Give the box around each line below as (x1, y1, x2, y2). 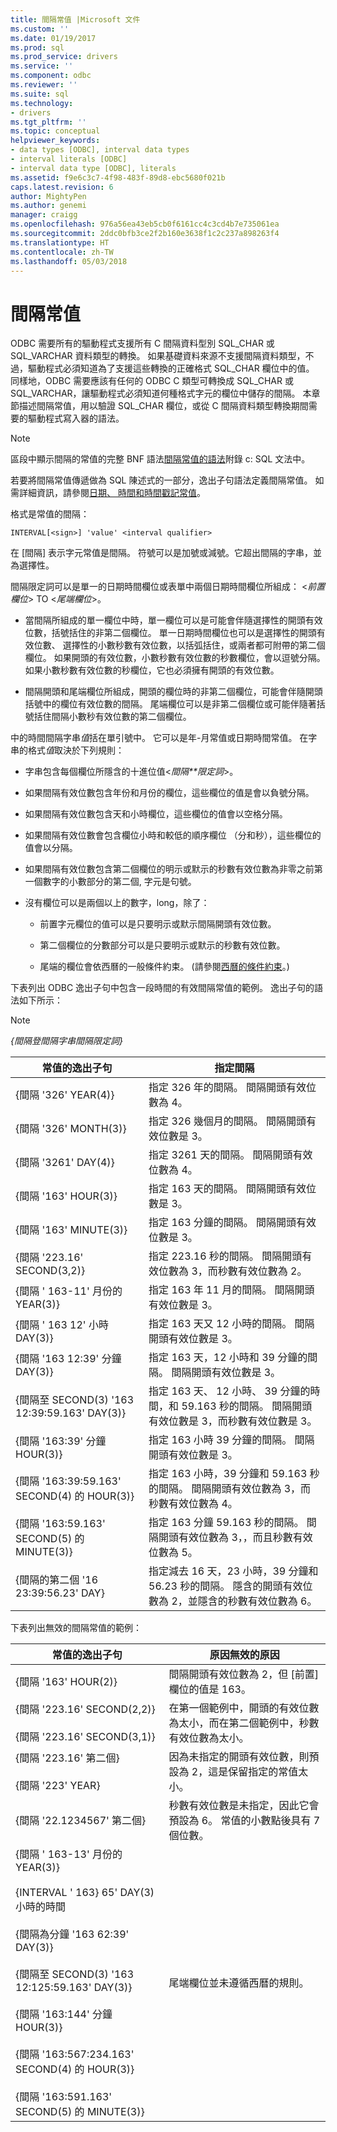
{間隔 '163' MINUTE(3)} (15, 1223, 128, 1237)
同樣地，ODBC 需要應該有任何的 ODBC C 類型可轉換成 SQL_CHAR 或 (10, 375, 294, 387)
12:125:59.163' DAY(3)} (15, 1981, 133, 1995)
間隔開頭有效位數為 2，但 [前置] (168, 1667, 320, 1681)
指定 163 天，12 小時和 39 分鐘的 (148, 1351, 308, 1365)
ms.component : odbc (10, 71, 92, 81)
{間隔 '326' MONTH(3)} (15, 1122, 127, 1136)
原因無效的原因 (209, 1648, 280, 1662)
